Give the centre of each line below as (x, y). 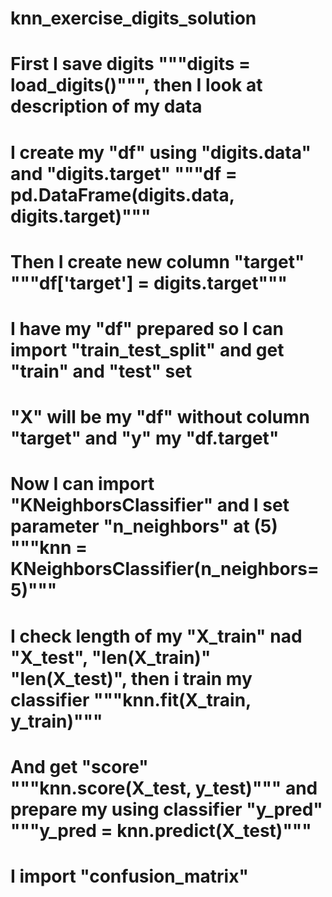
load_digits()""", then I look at (136, 85)
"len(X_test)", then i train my (131, 678)
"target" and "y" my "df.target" (145, 438)
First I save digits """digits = (131, 64)
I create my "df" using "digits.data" (161, 152)
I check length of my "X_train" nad (156, 636)
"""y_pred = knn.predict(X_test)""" (161, 830)
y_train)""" (56, 721)
